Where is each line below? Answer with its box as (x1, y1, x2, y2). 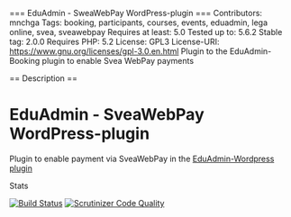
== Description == (9, 73, 78, 84)
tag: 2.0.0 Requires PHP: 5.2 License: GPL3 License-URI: (9, 36, 220, 47)
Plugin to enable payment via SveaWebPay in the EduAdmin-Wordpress (9, 153, 275, 164)
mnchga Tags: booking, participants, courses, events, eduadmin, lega (9, 17, 268, 28)
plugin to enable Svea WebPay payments (41, 56, 195, 66)
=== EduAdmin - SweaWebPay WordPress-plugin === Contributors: (9, 8, 263, 18)
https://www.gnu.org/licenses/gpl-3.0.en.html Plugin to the (9, 46, 228, 57)
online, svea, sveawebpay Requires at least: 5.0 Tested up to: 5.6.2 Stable (9, 27, 283, 37)
